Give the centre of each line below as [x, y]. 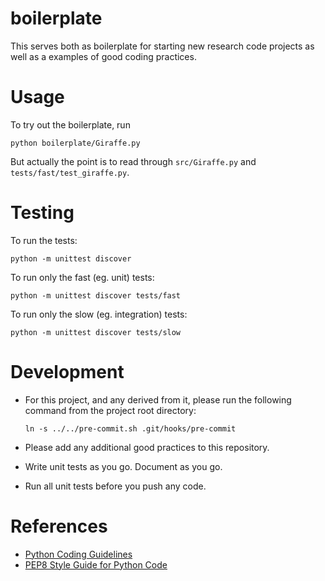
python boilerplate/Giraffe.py [75, 143]
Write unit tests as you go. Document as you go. [123, 466]
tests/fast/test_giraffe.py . [70, 172]
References [59, 526]
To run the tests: [44, 240]
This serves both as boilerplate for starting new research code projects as [162, 46]
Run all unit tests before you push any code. [115, 486]
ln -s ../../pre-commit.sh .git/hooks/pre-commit [130, 428]
